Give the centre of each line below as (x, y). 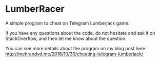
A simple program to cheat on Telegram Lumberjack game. (67, 23)
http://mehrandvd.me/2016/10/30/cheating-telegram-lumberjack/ (74, 54)
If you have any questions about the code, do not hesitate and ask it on (80, 33)
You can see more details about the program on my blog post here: (76, 48)
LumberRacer (35, 9)
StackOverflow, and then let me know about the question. (66, 38)
